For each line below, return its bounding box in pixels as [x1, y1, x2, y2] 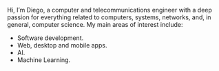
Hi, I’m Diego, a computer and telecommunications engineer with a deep [7, 6, 212, 14]
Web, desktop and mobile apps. [17, 41, 107, 49]
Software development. [17, 34, 84, 42]
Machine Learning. [17, 56, 71, 64]
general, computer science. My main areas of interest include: [7, 21, 183, 28]
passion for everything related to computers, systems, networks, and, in [7, 13, 211, 21]
